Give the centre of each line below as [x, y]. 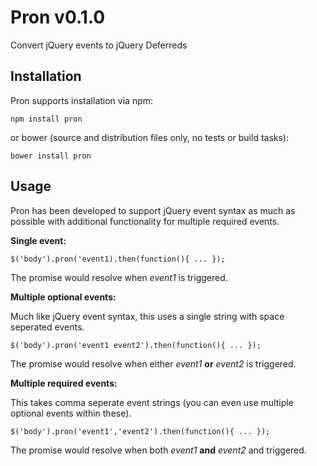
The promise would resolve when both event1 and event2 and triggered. [158, 450]
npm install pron [46, 119]
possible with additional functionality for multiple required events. [145, 221]
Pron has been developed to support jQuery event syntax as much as [153, 210]
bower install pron [51, 156]
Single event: [38, 240]
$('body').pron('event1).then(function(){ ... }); [118, 259]
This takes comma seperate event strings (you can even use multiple [152, 402]
